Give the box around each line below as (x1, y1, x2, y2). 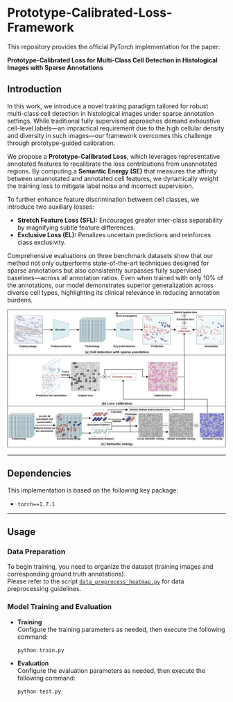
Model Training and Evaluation (7, 602, 112, 612)
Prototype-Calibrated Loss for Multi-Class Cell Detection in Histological (7, 55, 218, 64)
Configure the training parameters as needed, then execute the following (17, 625, 225, 633)
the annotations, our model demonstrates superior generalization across (7, 281, 214, 289)
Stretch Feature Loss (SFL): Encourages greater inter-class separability (17, 216, 223, 224)
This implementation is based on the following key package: (7, 486, 179, 494)
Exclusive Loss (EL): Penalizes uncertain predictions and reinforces (17, 230, 212, 239)
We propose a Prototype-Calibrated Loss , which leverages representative (7, 152, 221, 160)
